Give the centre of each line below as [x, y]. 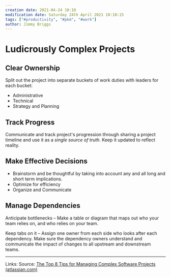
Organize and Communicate [42, 190]
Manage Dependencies [43, 206]
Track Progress [30, 122]
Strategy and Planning [36, 106]
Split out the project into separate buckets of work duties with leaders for [82, 80]
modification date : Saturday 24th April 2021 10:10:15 [65, 15]
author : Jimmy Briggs [28, 24]
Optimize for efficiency [37, 184]
